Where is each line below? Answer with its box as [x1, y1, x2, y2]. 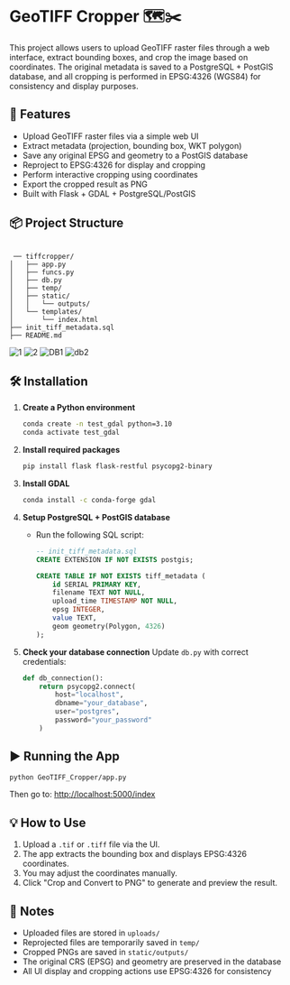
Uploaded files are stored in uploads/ [22, 927, 160, 938]
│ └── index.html [9, 315, 99, 324]
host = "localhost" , [55, 690, 124, 699]
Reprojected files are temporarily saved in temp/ [22, 937, 200, 948]
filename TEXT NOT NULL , [52, 588, 146, 597]
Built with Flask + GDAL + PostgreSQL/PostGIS [22, 188, 196, 198]
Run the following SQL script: [35, 529, 144, 540]
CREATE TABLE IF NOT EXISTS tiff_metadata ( [35, 571, 206, 581]
